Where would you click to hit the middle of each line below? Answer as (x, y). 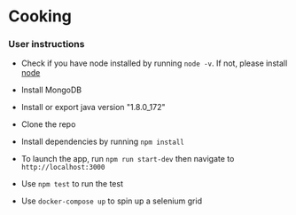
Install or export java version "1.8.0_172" (93, 107)
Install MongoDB (51, 90)
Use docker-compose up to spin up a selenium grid (112, 201)
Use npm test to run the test (72, 184)
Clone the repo (48, 124)
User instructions (47, 44)
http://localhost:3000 (63, 167)
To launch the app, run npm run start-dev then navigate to (128, 159)
